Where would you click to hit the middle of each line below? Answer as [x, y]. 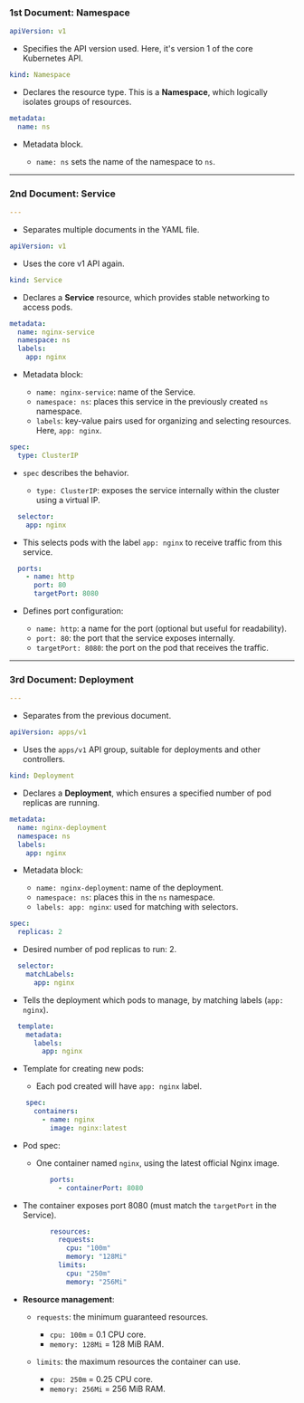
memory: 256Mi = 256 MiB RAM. [107, 1389]
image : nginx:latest [88, 1128]
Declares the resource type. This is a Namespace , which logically [145, 92]
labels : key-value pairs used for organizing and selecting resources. [164, 421]
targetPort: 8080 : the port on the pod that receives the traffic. [152, 648]
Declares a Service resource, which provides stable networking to [146, 297]
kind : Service [36, 280]
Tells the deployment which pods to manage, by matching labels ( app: [153, 1000]
